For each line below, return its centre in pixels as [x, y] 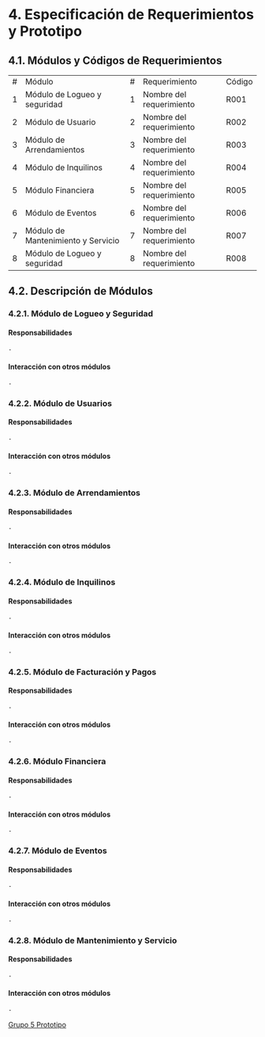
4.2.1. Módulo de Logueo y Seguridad [81, 314]
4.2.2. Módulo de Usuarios [60, 403]
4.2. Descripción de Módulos [81, 291]
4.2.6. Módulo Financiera [57, 761]
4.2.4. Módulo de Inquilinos [62, 582]
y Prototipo [45, 31]
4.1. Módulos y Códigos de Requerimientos [115, 60]
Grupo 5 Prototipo [37, 1025]
